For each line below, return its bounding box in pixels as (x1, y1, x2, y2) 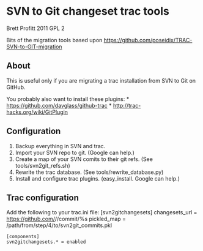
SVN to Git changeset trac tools (6, 4, 169, 18)
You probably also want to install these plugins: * (6, 95, 130, 102)
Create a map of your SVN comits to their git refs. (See (15, 155, 153, 163)
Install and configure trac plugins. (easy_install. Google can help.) (15, 174, 180, 182)
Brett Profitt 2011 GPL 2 (6, 24, 65, 32)
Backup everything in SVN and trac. (15, 142, 106, 149)
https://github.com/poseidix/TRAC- (103, 36, 193, 43)
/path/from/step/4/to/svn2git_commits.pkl (6, 222, 112, 229)
